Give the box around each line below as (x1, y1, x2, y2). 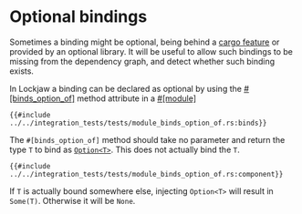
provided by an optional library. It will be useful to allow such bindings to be (9, 46, 294, 56)
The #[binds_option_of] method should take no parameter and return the (9, 134, 286, 145)
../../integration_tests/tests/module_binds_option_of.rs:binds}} (9, 118, 267, 127)
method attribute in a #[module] (77, 93, 197, 104)
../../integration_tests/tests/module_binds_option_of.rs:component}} (9, 169, 284, 178)
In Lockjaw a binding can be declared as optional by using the (9, 83, 242, 94)
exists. (9, 66, 35, 76)
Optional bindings (9, 6, 148, 27)
